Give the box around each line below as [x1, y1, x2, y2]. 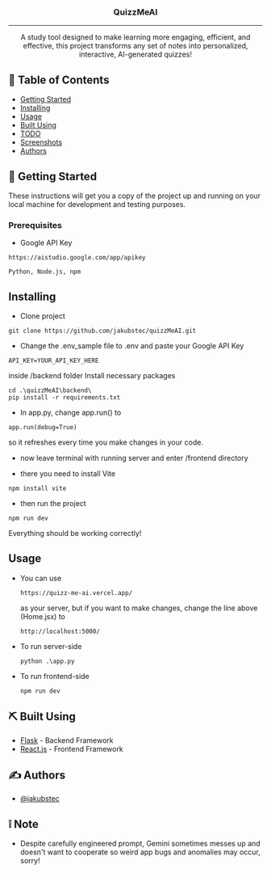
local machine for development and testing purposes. [8, 199, 186, 209]
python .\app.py [19, 657, 75, 665]
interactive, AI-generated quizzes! [79, 49, 192, 59]
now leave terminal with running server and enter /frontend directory [19, 453, 248, 463]
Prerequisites [8, 219, 62, 230]
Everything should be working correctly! [8, 529, 142, 538]
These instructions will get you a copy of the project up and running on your [8, 191, 261, 200]
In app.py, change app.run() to [19, 407, 122, 418]
